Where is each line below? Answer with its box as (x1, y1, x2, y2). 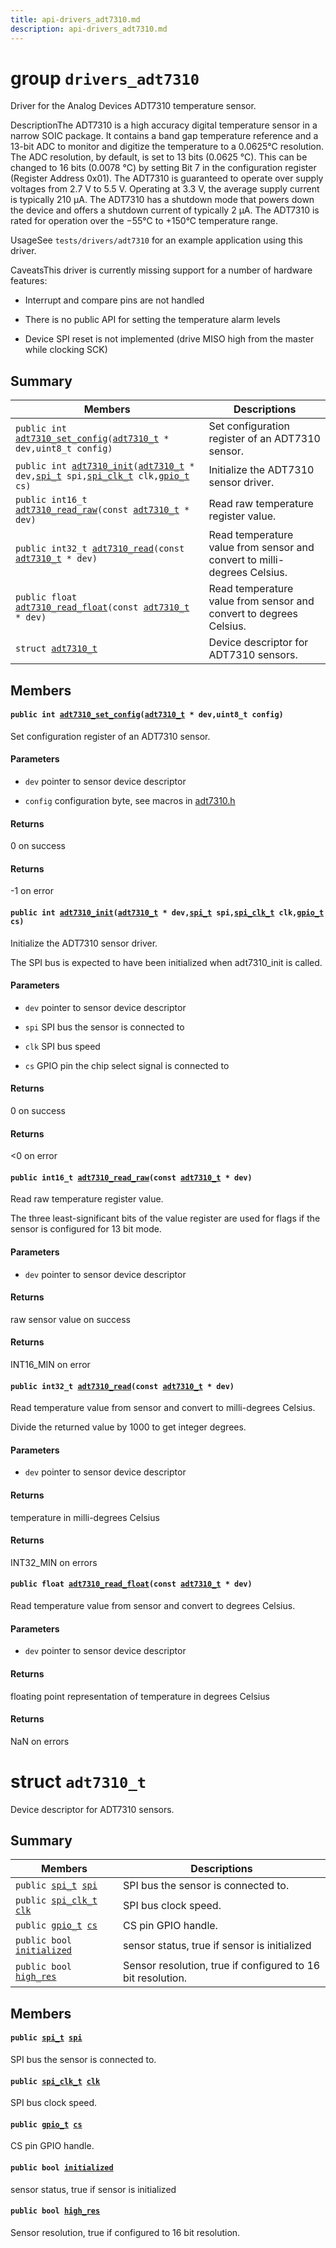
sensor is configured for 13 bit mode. (10, 1223, 162, 1235)
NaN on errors (10, 1735, 70, 1747)
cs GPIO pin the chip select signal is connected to (24, 1059, 230, 1071)
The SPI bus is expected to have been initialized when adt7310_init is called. (10, 956, 323, 968)
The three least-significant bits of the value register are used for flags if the (10, 1212, 321, 1225)
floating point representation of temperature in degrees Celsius (10, 1690, 270, 1702)
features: (10, 275, 48, 287)
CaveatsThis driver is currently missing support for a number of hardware (10, 264, 313, 276)
